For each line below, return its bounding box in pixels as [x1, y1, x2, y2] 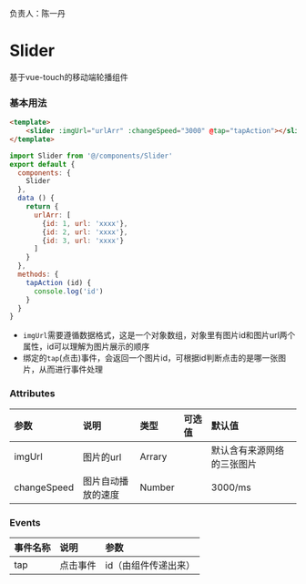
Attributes [9, 387, 56, 400]
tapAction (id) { [25, 278, 92, 287]
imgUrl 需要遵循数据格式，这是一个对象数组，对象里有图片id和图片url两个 [22, 330, 296, 341]
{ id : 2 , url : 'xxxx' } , [42, 227, 128, 237]
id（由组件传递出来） [105, 558, 196, 571]
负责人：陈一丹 [9, 8, 66, 18]
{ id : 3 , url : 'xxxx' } [42, 236, 125, 245]
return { [25, 202, 59, 211]
